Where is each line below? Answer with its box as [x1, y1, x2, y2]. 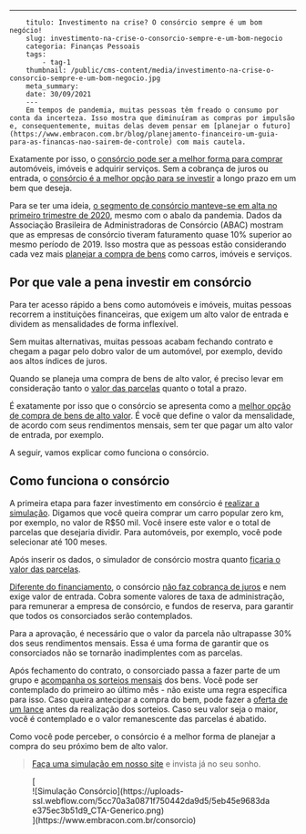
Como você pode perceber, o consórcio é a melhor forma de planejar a [9, 730, 276, 742]
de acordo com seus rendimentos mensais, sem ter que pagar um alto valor [9, 420, 293, 431]
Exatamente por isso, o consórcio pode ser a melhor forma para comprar [9, 154, 283, 164]
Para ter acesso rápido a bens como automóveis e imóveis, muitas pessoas [9, 299, 292, 310]
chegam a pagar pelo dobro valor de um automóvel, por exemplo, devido [9, 345, 283, 356]
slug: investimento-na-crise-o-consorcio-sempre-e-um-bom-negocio [25, 34, 283, 43]
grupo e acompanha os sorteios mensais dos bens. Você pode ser [9, 675, 259, 686]
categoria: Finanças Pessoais [25, 42, 141, 51]
